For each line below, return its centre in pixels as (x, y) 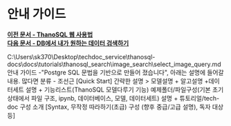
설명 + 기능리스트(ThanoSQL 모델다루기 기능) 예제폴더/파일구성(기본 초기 (124, 90)
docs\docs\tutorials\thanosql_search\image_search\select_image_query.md (114, 64)
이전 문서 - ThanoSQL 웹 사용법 (50, 34)
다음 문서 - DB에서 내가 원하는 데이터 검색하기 (68, 43)
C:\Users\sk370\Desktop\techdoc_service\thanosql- (81, 56)
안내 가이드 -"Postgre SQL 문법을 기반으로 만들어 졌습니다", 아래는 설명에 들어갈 (115, 72)
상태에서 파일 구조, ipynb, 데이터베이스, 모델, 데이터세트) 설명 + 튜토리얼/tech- (113, 98)
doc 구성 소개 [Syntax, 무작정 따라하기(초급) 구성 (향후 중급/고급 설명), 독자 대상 (115, 107)
